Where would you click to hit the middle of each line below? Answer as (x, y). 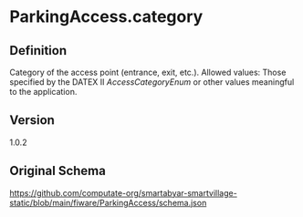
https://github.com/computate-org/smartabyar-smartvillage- (123, 192)
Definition (38, 51)
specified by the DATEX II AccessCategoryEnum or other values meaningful (152, 82)
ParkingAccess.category (106, 17)
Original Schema (58, 171)
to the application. (43, 92)
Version (32, 120)
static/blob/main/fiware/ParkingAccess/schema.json (108, 202)
